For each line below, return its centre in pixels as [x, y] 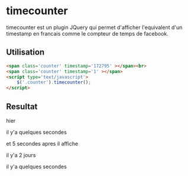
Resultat [22, 106]
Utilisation [25, 52]
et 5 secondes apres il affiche [42, 143]
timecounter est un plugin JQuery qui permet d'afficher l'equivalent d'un [94, 27]
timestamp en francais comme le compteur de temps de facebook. [87, 33]
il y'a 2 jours [21, 155]
